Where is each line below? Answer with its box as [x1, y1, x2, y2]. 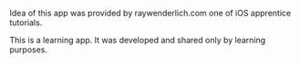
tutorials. [9, 17, 43, 28]
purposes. [9, 44, 48, 55]
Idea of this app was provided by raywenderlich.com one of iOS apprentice [9, 8, 292, 18]
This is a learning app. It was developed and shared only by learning [9, 35, 266, 45]
